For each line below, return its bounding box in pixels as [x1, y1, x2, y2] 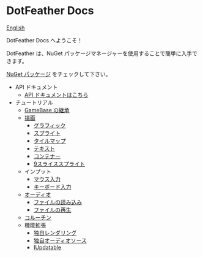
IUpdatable [33, 244, 62, 251]
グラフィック [33, 121, 66, 129]
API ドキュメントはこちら [24, 91, 89, 98]
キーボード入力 [33, 183, 72, 190]
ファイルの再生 [33, 206, 72, 213]
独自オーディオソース [33, 237, 87, 244]
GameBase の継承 [24, 106, 70, 113]
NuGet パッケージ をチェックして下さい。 [6, 70, 111, 77]
